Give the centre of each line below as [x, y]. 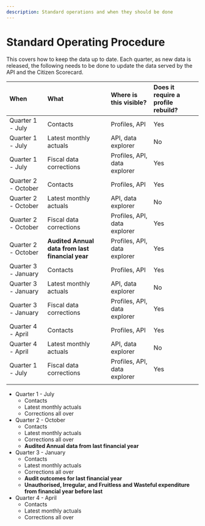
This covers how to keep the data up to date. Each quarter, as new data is [99, 59]
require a [167, 95]
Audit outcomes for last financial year [73, 478]
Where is [124, 95]
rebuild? [166, 110]
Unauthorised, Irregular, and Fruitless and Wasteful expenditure [107, 485]
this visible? [129, 103]
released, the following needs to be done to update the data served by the [99, 65]
